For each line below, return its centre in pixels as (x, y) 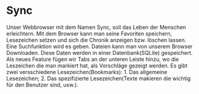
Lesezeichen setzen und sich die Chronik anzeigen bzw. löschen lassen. (96, 40)
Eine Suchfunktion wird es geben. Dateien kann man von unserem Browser (99, 46)
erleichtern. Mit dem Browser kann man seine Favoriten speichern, (89, 33)
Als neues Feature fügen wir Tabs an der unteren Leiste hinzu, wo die (93, 59)
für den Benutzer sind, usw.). (42, 84)
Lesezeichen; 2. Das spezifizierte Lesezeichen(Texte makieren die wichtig (99, 78)
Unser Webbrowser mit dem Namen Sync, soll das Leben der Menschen (96, 27)
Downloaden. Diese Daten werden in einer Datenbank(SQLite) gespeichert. (99, 52)
